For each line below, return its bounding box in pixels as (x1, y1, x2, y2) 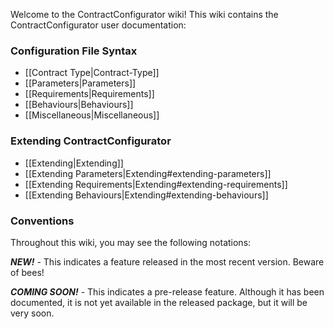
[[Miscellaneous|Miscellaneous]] (24, 109, 160, 121)
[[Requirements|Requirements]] (24, 88, 155, 100)
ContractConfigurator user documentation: (10, 19, 187, 31)
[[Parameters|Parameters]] (24, 77, 137, 89)
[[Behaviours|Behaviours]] (24, 99, 134, 111)
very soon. (10, 307, 55, 319)
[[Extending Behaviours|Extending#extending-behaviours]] (24, 189, 269, 201)
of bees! (10, 266, 45, 278)
